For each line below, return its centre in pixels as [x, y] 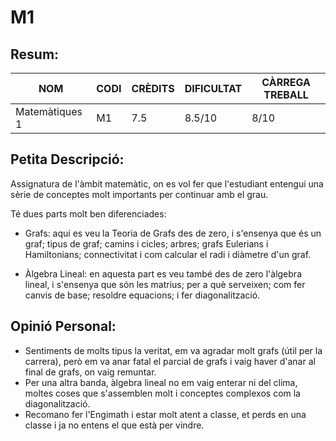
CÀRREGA [286, 82]
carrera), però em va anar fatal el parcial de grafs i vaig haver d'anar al [170, 361]
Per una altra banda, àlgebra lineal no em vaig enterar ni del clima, [161, 382]
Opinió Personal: [63, 326]
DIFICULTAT [213, 88]
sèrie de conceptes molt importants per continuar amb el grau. [139, 194]
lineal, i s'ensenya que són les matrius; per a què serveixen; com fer [165, 284]
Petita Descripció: [67, 159]
